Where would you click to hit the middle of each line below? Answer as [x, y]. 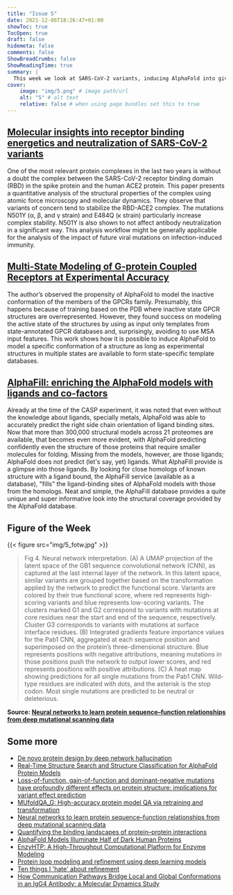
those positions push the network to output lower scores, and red [118, 662]
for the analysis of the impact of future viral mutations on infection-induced [115, 237]
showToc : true [28, 26]
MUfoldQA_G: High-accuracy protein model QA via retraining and [110, 802]
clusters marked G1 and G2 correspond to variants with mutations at [121, 610]
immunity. [21, 245]
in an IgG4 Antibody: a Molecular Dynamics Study [88, 883]
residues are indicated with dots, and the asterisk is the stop [125, 684]
